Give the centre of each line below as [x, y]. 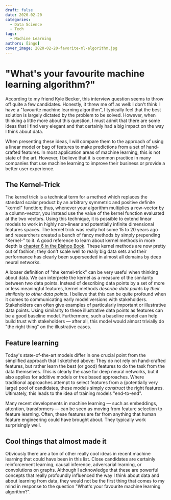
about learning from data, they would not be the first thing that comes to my [85, 481]
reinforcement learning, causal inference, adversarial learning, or [74, 464]
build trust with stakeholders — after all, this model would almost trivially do [85, 322]
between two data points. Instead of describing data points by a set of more [85, 283]
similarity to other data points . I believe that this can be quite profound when [86, 294]
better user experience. [30, 168]
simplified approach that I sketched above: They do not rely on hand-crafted [86, 361]
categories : [18, 19]
